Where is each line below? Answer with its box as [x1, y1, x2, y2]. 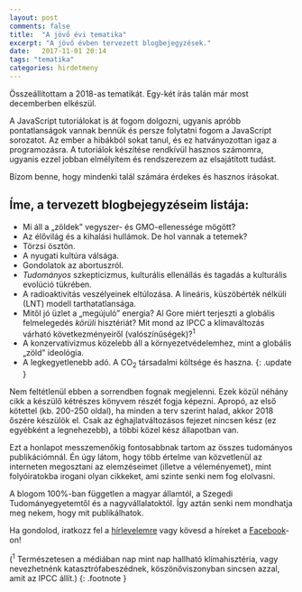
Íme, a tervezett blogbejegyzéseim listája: [9, 198, 250, 213]
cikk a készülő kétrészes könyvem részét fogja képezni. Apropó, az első [9, 396, 277, 407]
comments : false [9, 22, 70, 31]
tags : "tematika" [9, 55, 75, 64]
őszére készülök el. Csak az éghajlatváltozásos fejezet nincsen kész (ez [9, 415, 277, 426]
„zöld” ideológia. [22, 347, 84, 358]
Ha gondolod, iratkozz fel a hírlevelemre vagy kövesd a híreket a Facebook [9, 525, 287, 536]
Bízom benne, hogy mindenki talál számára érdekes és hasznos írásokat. [9, 171, 279, 181]
